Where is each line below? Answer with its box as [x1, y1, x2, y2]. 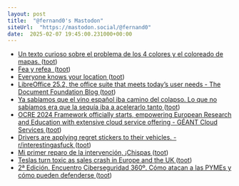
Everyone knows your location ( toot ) [17, 73, 125, 81]
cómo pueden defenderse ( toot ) [17, 171, 113, 180]
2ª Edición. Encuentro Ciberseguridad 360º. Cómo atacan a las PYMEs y [17, 163, 232, 172]
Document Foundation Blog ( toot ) [17, 88, 116, 96]
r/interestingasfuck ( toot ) [17, 140, 91, 150]
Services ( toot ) [17, 125, 62, 134]
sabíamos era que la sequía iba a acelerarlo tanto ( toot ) [17, 103, 180, 111]
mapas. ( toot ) [17, 58, 58, 66]
